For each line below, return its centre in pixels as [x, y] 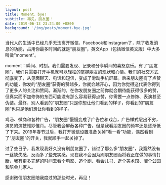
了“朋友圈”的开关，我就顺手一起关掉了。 [46, 138]
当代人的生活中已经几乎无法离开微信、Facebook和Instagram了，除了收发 [80, 43]
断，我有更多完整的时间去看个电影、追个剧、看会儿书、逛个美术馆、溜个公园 [83, 161]
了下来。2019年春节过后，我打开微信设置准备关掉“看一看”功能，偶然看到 [79, 132]
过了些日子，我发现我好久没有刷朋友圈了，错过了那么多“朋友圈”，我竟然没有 [83, 148]
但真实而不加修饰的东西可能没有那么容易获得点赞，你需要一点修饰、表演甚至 [83, 96]
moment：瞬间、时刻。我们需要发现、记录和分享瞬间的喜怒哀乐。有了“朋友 [82, 66]
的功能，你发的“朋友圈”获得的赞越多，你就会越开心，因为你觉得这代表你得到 [83, 84]
